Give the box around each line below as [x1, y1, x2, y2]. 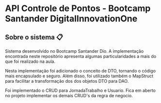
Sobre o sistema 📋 [5, 33, 63, 41]
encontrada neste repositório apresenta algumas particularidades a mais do [5, 54, 157, 59]
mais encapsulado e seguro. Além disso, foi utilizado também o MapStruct [5, 73, 154, 79]
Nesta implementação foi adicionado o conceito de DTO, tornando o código [5, 68, 156, 74]
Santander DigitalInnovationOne [5, 13, 138, 24]
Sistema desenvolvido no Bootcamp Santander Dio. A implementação [5, 48, 144, 54]
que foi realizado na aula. [5, 59, 56, 64]
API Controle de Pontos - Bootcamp [5, 3, 151, 14]
